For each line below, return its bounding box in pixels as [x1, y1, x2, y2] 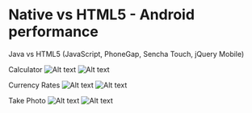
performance [8, 22, 99, 41]
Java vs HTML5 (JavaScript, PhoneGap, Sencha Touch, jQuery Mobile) [8, 49, 245, 59]
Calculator [8, 64, 43, 74]
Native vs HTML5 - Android [8, 6, 195, 24]
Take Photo [8, 95, 46, 105]
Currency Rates [8, 80, 61, 90]
